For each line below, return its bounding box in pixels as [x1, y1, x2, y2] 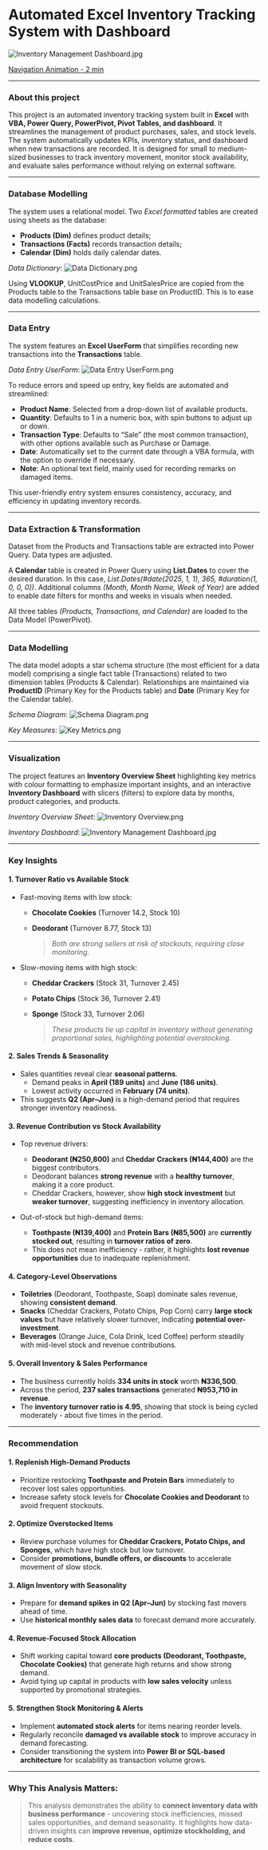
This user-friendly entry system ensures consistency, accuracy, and [8, 487, 232, 497]
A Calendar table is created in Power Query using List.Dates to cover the [8, 565, 250, 576]
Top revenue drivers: [19, 1139, 89, 1149]
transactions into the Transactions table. [8, 349, 143, 359]
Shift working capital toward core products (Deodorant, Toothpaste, [19, 1651, 247, 1661]
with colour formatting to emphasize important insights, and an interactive [8, 779, 251, 789]
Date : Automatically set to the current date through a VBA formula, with [19, 446, 255, 456]
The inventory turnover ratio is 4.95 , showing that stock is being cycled [19, 1401, 258, 1411]
